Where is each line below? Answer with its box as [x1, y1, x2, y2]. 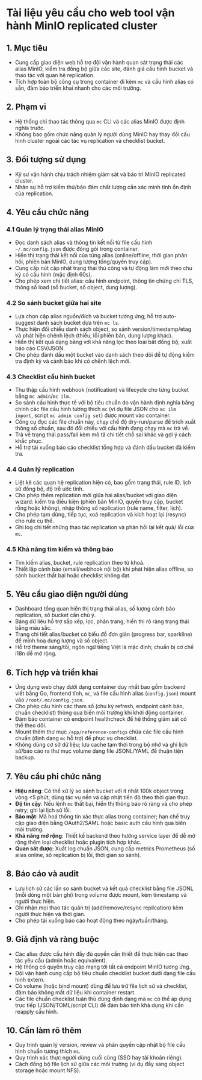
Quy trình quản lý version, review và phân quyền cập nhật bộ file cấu [14, 1041, 186, 1049]
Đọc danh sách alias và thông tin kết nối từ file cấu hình [14, 239, 153, 246]
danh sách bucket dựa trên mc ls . [36, 319, 120, 326]
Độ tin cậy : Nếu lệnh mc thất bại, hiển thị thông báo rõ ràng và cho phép [14, 800, 192, 807]
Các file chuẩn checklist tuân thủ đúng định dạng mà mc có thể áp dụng [14, 995, 192, 1002]
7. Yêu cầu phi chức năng [6, 771, 102, 782]
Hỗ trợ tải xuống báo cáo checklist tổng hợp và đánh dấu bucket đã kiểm [14, 444, 195, 451]
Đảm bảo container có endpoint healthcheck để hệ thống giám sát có [14, 715, 187, 723]
